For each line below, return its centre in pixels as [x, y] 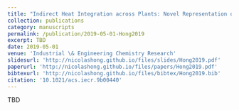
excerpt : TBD [27, 40]
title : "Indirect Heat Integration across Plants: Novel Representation [117, 14]
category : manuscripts [41, 27]
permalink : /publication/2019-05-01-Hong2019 [76, 34]
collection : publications [46, 21]
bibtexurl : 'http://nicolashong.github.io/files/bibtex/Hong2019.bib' [114, 73]
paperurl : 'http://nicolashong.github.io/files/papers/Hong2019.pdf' [113, 67]
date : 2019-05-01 [33, 47]
